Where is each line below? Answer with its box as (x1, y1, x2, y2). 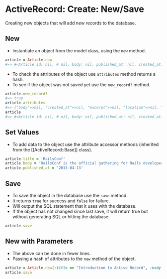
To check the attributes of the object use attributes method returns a (12, 71, 156, 77)
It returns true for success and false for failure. (12, 198, 110, 204)
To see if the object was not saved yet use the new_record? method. (12, 81, 151, 88)
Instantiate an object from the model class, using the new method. (12, 47, 146, 53)
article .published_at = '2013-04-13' (5, 165, 83, 170)
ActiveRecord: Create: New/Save (5, 3, 144, 15)
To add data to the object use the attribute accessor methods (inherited (12, 141, 159, 147)
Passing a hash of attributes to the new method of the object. (12, 256, 136, 262)
